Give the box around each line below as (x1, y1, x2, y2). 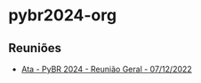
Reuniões (8, 41, 62, 56)
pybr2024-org (8, 5, 117, 26)
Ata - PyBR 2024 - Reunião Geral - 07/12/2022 (20, 64, 192, 74)
